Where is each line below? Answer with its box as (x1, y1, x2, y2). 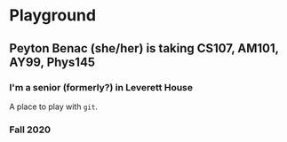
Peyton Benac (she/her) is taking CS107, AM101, (9, 41, 279, 56)
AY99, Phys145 (9, 54, 96, 69)
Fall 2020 (9, 123, 52, 136)
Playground (9, 5, 96, 26)
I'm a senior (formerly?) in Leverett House (9, 81, 194, 93)
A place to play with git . (9, 101, 98, 112)
